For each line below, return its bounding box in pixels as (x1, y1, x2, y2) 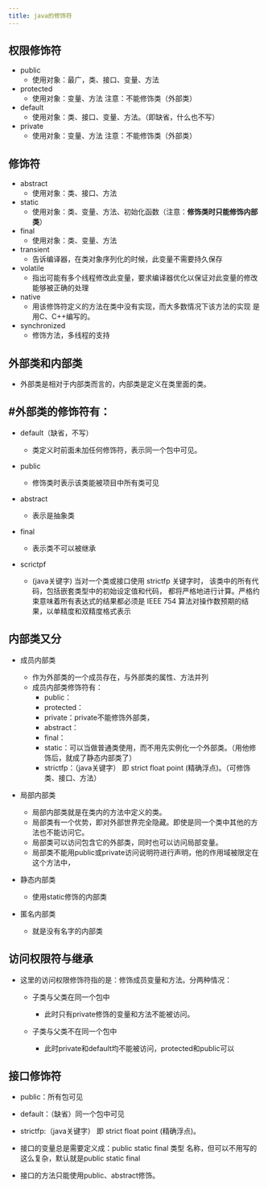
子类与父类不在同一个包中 (31, 1026, 118, 1036)
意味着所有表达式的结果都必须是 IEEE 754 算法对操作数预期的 (39, 596, 242, 605)
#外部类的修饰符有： (8, 405, 111, 419)
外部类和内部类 (8, 356, 83, 370)
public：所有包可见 (19, 1092, 83, 1102)
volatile (19, 264, 44, 273)
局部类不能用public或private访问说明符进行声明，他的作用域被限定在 (31, 847, 259, 857)
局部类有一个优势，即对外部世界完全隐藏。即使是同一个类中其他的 (31, 817, 251, 827)
